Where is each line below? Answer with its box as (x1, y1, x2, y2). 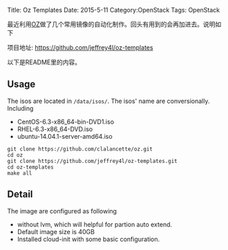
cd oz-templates (7, 164, 54, 171)
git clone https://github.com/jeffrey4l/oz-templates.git (7, 157, 178, 164)
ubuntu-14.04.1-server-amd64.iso (17, 132, 113, 140)
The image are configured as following (7, 206, 117, 215)
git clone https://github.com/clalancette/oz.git (7, 145, 153, 153)
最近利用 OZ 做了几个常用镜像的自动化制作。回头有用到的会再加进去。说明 (7, 20, 216, 28)
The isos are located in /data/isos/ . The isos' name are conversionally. (7, 97, 210, 105)
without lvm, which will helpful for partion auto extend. (17, 220, 173, 229)
